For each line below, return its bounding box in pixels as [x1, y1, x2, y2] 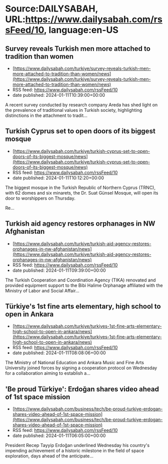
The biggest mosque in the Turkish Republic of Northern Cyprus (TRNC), [5, 184, 156, 191]
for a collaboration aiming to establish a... [5, 370, 91, 376]
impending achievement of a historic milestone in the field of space [5, 447, 144, 454]
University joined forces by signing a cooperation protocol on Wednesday [5, 365, 157, 371]
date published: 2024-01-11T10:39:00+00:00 [12, 92, 105, 98]
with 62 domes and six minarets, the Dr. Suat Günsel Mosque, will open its [5, 190, 158, 196]
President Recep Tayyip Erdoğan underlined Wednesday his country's [5, 442, 150, 448]
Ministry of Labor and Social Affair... [5, 287, 80, 293]
